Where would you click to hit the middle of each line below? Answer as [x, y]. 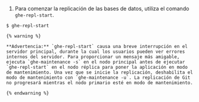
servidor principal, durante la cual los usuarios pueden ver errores [96, 52]
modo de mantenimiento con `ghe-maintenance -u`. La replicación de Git [98, 78]
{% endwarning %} [28, 93]
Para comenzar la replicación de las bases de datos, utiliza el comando [102, 9]
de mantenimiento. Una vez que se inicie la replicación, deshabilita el [100, 72]
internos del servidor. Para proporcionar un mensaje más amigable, [93, 57]
